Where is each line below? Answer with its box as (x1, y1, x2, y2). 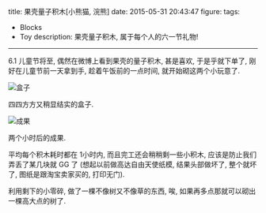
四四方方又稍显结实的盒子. (8, 99, 94, 109)
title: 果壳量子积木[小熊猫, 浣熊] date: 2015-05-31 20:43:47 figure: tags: (8, 7, 240, 16)
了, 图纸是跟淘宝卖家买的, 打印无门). (8, 170, 125, 179)
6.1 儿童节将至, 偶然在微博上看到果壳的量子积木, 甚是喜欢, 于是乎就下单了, (8, 56, 248, 65)
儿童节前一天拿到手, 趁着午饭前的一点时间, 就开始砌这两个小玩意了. (21, 66, 240, 75)
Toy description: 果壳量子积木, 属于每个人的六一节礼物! (19, 32, 199, 41)
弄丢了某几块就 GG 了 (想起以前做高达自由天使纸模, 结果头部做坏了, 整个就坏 (8, 160, 257, 169)
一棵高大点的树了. (8, 196, 66, 205)
